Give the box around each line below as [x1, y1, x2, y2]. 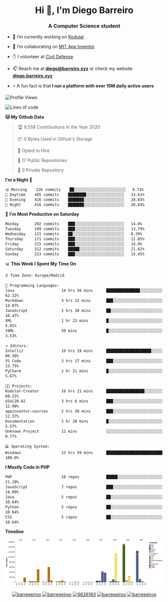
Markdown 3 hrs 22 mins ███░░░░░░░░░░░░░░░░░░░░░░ [5, 298, 163, 303]
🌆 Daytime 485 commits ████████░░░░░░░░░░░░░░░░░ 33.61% [5, 192, 144, 198]
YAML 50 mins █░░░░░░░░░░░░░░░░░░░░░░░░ [5, 328, 163, 333]
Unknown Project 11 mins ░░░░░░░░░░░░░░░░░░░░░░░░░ [5, 429, 163, 434]
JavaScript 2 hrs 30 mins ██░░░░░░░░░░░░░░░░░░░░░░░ [5, 308, 163, 313]
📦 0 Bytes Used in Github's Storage [17, 136, 93, 142]
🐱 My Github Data [5, 114, 44, 120]
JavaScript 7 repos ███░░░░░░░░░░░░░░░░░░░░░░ [5, 485, 163, 490]
